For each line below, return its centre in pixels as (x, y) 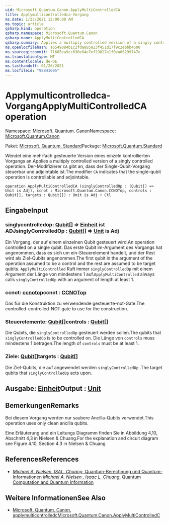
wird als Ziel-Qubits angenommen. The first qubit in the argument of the (79, 258)
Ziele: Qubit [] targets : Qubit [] (41, 357)
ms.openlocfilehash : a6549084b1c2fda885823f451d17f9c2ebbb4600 (73, 47)
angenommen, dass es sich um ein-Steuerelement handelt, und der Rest (80, 252)
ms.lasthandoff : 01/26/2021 (35, 66)
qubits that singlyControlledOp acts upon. (49, 373)
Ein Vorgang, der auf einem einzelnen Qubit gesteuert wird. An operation (80, 242)
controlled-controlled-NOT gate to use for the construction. (67, 309)
